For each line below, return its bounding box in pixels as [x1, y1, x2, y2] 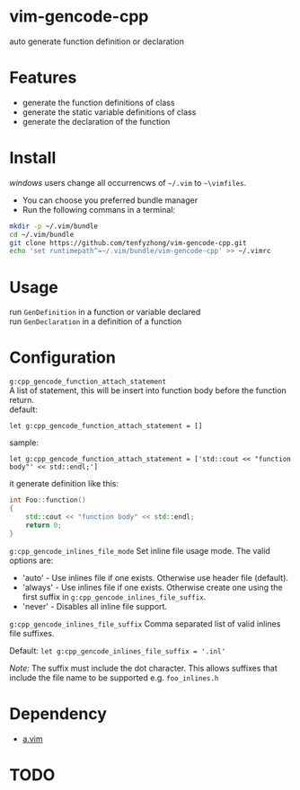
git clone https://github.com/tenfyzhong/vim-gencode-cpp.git [9, 238, 247, 248]
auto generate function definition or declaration [9, 36, 184, 47]
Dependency [9, 703, 108, 724]
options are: [9, 555, 54, 566]
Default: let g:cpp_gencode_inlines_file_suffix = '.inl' [9, 645, 226, 656]
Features [9, 67, 77, 88]
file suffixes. [9, 628, 55, 638]
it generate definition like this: [9, 478, 119, 489]
